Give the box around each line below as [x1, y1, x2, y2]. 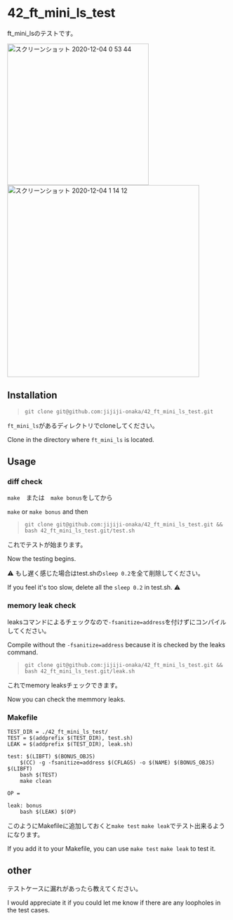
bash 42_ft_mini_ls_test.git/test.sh [24, 527, 135, 535]
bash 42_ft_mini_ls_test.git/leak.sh [24, 668, 135, 675]
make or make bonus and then [7, 507, 88, 516]
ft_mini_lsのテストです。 [7, 29, 77, 37]
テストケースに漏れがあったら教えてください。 [7, 884, 142, 893]
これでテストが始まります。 [7, 540, 87, 549]
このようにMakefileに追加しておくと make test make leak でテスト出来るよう [7, 822, 226, 830]
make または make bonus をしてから [7, 493, 113, 502]
